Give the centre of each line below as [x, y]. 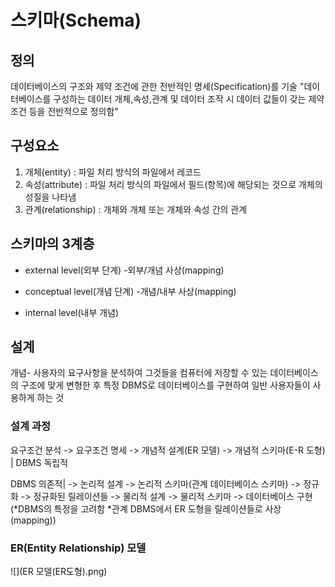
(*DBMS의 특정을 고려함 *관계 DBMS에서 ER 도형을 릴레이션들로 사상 [146, 508]
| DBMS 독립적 [39, 462]
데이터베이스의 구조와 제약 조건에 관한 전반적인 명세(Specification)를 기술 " [157, 86]
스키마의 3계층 [52, 244]
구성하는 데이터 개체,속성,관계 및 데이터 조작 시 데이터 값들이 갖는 [180, 99]
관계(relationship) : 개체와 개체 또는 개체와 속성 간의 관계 [136, 209]
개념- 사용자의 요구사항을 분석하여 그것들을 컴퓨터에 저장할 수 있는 [139, 373]
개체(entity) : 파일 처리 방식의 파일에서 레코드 [113, 172]
